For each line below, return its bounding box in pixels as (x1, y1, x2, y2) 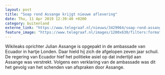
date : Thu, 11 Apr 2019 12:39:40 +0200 (5, 16, 87, 21)
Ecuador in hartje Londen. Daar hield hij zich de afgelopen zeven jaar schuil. (5, 49, 159, 54)
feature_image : (5, 30, 36, 35)
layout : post (5, 7, 32, 12)
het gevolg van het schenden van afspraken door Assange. (5, 64, 125, 70)
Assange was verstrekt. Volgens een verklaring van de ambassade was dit (5, 59, 156, 65)
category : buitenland (5, 21, 50, 26)
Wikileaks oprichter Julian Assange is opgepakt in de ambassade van (5, 44, 146, 49)
